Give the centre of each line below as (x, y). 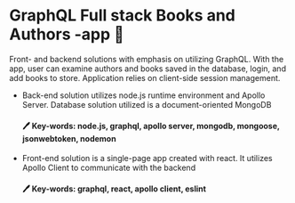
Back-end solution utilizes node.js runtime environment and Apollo (144, 95)
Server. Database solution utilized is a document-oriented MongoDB (147, 104)
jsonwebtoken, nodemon (69, 138)
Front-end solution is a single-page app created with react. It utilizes (147, 158)
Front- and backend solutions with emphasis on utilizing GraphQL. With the (147, 59)
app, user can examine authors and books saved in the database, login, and (148, 69)
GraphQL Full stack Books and (122, 16)
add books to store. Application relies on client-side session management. (145, 77)
